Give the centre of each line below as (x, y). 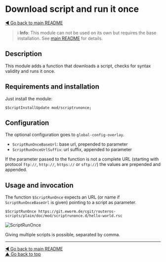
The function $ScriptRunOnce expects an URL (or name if (62, 197)
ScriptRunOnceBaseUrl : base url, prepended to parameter (70, 144)
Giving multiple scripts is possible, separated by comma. (62, 235)
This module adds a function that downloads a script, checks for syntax (78, 66)
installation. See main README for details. (60, 38)
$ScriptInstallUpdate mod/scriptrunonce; (48, 107)
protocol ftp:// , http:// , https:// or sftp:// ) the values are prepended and (83, 164)
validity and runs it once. (30, 71)
